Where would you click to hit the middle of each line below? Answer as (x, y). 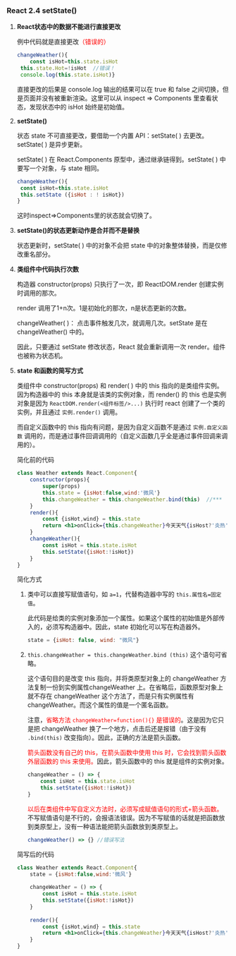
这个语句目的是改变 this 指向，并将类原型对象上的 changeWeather (123, 679)
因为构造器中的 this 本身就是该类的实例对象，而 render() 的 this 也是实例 (122, 394)
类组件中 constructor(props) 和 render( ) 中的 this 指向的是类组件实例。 (120, 386)
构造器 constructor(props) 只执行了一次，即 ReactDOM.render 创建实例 (120, 284)
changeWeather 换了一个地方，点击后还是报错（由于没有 (124, 729)
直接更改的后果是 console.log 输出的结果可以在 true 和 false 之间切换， (119, 89)
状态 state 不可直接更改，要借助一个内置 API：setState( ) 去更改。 (112, 135)
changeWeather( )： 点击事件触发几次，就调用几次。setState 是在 (112, 323)
